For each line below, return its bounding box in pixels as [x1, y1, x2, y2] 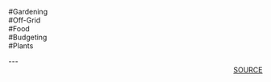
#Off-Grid [8, 15, 41, 25]
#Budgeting [8, 32, 48, 42]
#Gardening [8, 7, 48, 16]
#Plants [8, 41, 34, 51]
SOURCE [233, 65, 263, 75]
